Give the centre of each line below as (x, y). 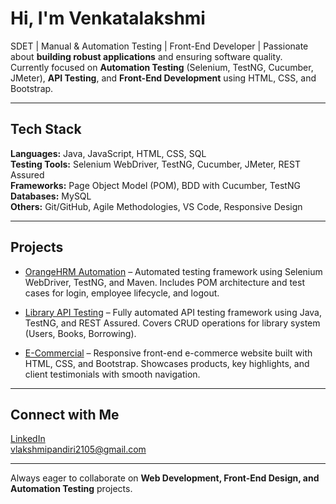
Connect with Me (65, 414)
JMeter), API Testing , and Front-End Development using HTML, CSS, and (163, 78)
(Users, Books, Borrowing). (80, 333)
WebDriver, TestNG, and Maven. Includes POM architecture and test (164, 282)
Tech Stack (46, 129)
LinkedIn (28, 439)
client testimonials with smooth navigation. (112, 374)
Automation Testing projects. (71, 489)
